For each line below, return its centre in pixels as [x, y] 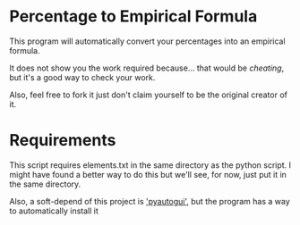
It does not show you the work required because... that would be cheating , [147, 68]
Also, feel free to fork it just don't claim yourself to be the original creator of [149, 95]
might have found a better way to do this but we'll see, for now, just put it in [148, 174]
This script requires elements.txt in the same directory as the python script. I [150, 165]
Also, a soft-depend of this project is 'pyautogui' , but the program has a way [150, 201]
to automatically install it [54, 211]
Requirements [63, 141]
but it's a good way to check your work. [82, 77]
